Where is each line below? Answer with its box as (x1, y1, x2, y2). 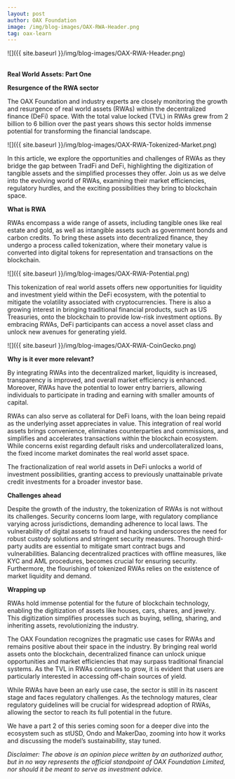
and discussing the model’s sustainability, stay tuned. (7, 737, 161, 745)
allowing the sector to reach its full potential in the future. (7, 708, 173, 717)
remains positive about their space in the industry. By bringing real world (7, 642, 217, 651)
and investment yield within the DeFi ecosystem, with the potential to (7, 290, 206, 299)
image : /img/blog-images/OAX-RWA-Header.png (7, 23, 140, 30)
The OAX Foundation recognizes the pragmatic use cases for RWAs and (7, 635, 215, 644)
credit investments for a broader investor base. (7, 477, 143, 486)
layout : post (7, 10, 46, 18)
